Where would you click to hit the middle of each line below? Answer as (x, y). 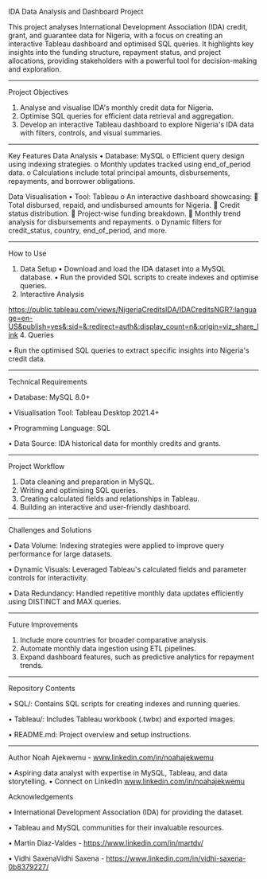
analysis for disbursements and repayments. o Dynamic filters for (115, 222)
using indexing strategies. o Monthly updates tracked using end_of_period (130, 164)
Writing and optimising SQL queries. (79, 490)
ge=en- (21, 318)
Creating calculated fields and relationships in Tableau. (110, 498)
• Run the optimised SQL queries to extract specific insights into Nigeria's (129, 350)
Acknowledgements (41, 797)
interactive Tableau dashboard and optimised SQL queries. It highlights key (131, 44)
